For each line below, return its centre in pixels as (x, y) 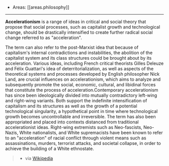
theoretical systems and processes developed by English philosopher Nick (82, 74)
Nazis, (12, 133)
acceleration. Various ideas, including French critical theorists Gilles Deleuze (84, 63)
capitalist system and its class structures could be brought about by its (78, 58)
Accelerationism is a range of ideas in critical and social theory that (76, 22)
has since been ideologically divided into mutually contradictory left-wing (81, 95)
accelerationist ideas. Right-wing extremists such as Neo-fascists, (74, 127)
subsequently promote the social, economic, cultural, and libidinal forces (80, 85)
